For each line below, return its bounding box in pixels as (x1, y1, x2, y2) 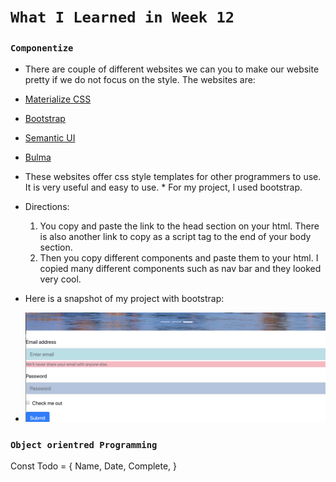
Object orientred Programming (10, 439, 158, 450)
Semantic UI (24, 132, 76, 144)
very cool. (39, 273, 82, 285)
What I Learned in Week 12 (10, 8, 235, 27)
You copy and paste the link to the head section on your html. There (39, 220, 320, 232)
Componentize (10, 43, 74, 54)
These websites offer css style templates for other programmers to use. (24, 171, 322, 183)
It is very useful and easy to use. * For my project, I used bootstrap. (24, 181, 303, 194)
